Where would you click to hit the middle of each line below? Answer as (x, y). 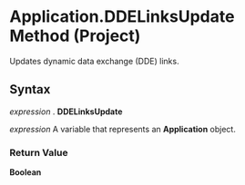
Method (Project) (75, 36)
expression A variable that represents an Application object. (123, 129)
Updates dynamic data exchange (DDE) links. (94, 61)
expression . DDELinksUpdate (66, 112)
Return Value (39, 152)
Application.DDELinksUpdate (122, 17)
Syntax (30, 89)
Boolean (26, 172)
